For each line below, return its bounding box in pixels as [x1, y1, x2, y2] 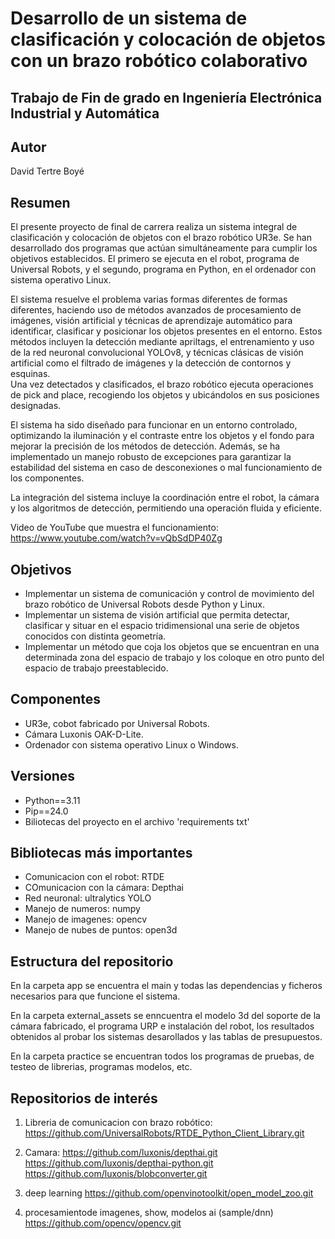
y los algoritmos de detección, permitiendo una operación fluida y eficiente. [10, 502, 322, 514]
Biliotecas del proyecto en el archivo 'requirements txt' [24, 815, 250, 827]
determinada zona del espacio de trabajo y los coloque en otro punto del [24, 652, 325, 664]
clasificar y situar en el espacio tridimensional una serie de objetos [24, 620, 300, 632]
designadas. [10, 400, 62, 412]
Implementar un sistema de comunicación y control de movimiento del [24, 588, 315, 600]
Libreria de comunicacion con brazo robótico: [24, 1117, 213, 1129]
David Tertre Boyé [10, 165, 85, 177]
